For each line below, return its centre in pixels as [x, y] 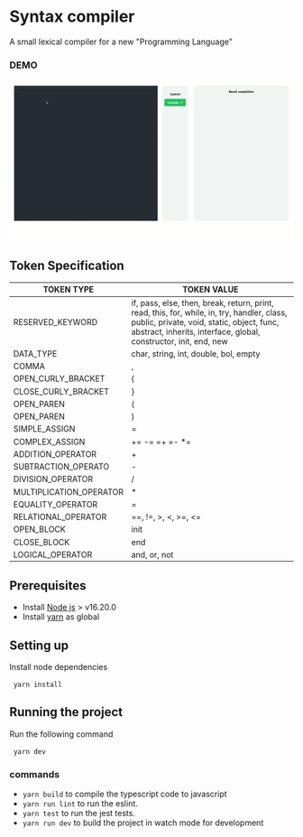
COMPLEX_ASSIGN [49, 442]
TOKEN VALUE [211, 290]
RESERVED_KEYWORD [55, 321]
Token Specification [67, 265]
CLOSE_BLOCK [41, 542]
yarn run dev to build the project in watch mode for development [143, 823]
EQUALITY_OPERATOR [55, 504]
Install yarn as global [61, 617]
